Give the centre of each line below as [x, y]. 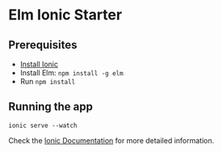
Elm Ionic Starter [65, 15]
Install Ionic [39, 64]
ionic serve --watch [43, 125]
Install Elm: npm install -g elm [71, 73]
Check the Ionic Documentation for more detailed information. [111, 140]
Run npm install [48, 81]
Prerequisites [43, 45]
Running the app [50, 107]
